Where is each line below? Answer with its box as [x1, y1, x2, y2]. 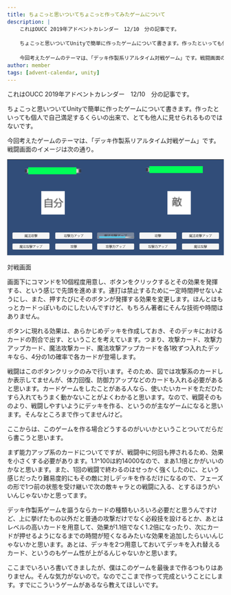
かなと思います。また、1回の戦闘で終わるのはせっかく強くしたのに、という [7, 465, 220, 473]
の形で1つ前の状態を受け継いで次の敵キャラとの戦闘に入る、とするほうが [7, 482, 214, 490]
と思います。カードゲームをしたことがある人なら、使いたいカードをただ [7, 384, 212, 393]
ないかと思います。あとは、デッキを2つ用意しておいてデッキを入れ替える [12, 540, 221, 548]
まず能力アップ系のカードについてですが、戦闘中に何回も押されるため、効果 [7, 448, 224, 456]
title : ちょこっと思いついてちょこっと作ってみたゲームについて [7, 11, 166, 18]
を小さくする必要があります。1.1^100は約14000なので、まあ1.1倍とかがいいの [7, 457, 224, 465]
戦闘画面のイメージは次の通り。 [7, 145, 98, 153]
